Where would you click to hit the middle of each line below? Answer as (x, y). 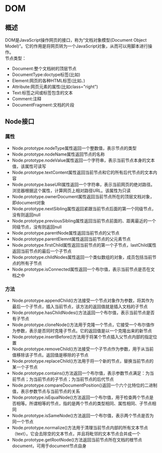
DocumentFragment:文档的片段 (43, 105)
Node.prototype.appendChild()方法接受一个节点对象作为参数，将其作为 (83, 300)
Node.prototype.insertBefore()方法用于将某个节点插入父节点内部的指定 (82, 337)
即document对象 (29, 203)
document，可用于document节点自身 (49, 446)
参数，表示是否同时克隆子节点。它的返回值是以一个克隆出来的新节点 (84, 330)
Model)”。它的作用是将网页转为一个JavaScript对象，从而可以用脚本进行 (77, 46)
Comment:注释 (27, 99)
